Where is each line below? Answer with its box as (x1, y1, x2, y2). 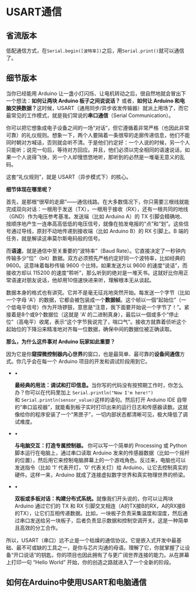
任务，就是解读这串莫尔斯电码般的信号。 (6, 235, 103, 242)
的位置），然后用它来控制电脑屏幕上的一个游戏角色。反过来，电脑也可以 (14, 456, 186, 463)
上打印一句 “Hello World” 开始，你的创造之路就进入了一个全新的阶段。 (6, 559, 174, 566)
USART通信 (6, 5, 62, 19)
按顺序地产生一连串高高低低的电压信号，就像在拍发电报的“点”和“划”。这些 (6, 220, 184, 227)
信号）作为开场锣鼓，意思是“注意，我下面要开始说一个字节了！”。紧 (26, 303, 190, 310)
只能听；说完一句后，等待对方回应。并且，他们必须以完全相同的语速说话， (6, 146, 185, 153)
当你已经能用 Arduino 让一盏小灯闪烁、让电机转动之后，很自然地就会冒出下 (6, 90, 187, 97)
